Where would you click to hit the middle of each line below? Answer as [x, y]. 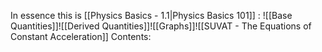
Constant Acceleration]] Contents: [81, 36]
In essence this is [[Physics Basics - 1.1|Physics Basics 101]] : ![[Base [151, 15]
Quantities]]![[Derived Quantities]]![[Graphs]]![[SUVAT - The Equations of [161, 26]
